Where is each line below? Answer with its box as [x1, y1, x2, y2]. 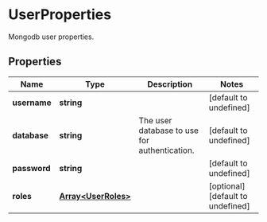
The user [138, 115, 172, 126]
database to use [138, 125, 199, 136]
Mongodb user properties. [8, 32, 95, 41]
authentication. [138, 145, 195, 156]
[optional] [208, 181, 246, 192]
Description [146, 78, 193, 89]
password [12, 162, 51, 173]
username [12, 97, 52, 108]
